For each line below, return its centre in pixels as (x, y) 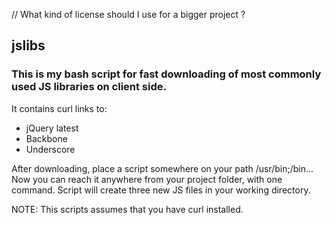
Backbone (46, 138)
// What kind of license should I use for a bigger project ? (128, 14)
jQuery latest (52, 128)
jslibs (28, 45)
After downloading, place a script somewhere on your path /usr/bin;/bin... (162, 168)
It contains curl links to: (59, 108)
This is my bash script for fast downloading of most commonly (166, 74)
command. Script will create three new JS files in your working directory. (161, 190)
